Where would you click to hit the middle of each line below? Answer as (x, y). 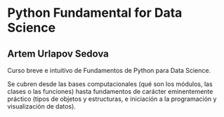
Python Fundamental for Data (95, 13)
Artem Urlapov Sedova (58, 54)
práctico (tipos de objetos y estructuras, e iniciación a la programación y (112, 99)
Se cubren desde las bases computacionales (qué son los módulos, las (110, 84)
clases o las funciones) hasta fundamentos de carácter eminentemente (110, 91)
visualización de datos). (41, 106)
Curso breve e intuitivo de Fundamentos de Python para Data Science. (109, 70)
